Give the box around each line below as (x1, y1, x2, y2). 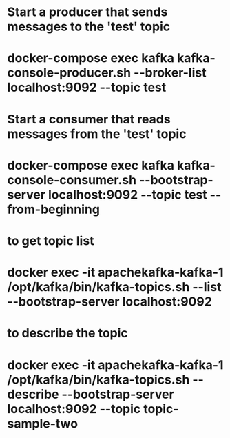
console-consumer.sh (7, 172, 136, 188)
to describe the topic (7, 326, 129, 341)
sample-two (7, 415, 78, 431)
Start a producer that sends (7, 4, 168, 20)
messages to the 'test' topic (7, 19, 171, 34)
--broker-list (133, 65, 207, 81)
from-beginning (7, 201, 100, 217)
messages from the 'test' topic (7, 126, 187, 141)
